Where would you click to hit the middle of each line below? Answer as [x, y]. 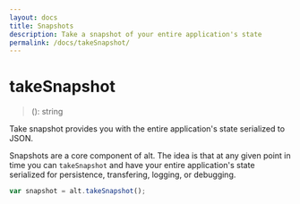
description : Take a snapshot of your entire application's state [136, 34]
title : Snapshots [42, 26]
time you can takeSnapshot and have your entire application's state [132, 166]
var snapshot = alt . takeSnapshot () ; [77, 191]
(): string [47, 112]
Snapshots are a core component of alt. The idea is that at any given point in [150, 156]
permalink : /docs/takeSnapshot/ [69, 42]
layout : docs [34, 17]
